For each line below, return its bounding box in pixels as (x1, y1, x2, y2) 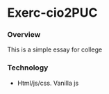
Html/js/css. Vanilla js (17, 79, 79, 87)
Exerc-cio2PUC (7, 5, 98, 21)
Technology (7, 63, 49, 72)
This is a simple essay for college (7, 45, 103, 54)
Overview (7, 30, 41, 40)
